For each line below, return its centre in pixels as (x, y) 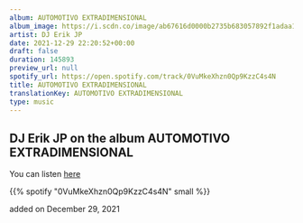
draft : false (34, 51)
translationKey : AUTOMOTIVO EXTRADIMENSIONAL (96, 93)
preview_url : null (44, 69)
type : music (32, 102)
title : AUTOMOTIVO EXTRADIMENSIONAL (78, 85)
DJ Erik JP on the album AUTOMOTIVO (120, 138)
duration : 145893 (42, 60)
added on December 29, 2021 (64, 209)
